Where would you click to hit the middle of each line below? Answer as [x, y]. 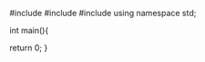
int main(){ [29, 30]
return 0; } [29, 48]
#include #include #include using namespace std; [103, 13]
